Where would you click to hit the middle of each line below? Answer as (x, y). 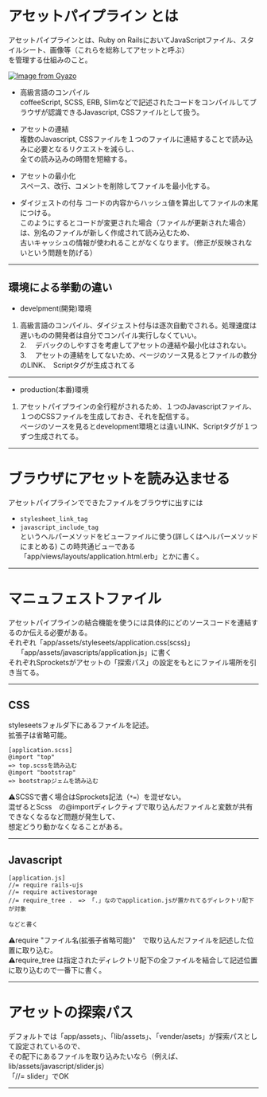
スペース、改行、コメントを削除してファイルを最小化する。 (117, 186)
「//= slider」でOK (39, 1076)
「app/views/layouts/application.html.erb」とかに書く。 (112, 556)
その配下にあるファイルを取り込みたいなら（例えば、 (95, 1056)
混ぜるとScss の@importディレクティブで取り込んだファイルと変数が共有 (131, 807)
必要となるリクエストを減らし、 (86, 149)
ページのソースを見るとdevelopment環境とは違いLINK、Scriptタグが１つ (139, 426)
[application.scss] (41, 750)
